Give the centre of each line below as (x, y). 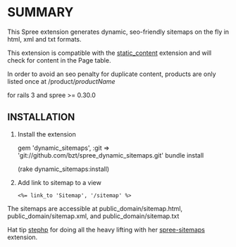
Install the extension (46, 134)
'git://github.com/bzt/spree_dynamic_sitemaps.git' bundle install (111, 155)
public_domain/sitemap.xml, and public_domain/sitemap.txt (93, 216)
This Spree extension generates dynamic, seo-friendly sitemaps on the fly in (118, 32)
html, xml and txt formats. (45, 39)
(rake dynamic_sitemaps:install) (63, 169)
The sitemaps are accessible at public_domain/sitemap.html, (95, 208)
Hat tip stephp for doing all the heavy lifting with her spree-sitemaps (106, 229)
